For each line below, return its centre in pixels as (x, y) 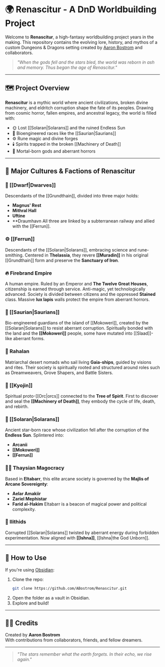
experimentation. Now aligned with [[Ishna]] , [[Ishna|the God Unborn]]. (77, 538)
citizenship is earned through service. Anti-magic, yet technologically (75, 289)
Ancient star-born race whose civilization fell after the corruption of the (77, 430)
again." (24, 660)
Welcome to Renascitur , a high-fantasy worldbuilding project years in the (79, 37)
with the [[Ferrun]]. (31, 226)
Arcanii (20, 445)
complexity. (24, 509)
